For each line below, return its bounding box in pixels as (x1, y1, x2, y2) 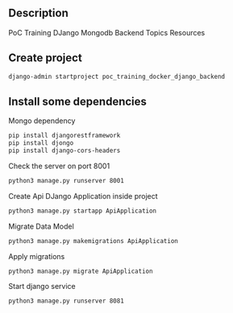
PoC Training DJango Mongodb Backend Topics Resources (8, 27, 206, 37)
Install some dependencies (8, 94, 148, 108)
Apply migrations (8, 251, 65, 261)
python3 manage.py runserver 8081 (8, 297, 125, 305)
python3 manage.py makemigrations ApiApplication (8, 237, 179, 245)
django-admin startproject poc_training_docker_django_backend (8, 72, 226, 80)
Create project (8, 51, 82, 65)
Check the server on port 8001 (8, 161, 110, 171)
